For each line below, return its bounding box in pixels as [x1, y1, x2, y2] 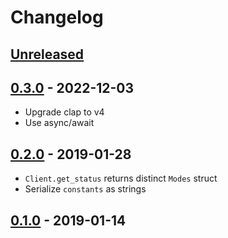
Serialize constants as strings [24, 183, 147, 195]
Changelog [10, 6, 104, 29]
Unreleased [10, 46, 85, 63]
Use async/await [24, 117, 95, 129]
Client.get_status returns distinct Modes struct [24, 172, 218, 185]
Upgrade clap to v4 [24, 106, 105, 118]
